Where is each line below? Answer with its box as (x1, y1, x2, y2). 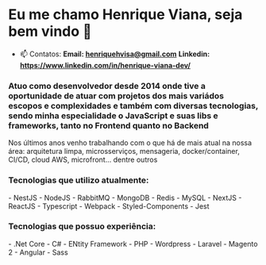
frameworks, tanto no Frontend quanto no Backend (8, 120, 209, 131)
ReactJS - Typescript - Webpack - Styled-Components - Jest (8, 201, 210, 211)
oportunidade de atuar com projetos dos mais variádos (8, 90, 225, 101)
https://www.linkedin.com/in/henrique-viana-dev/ (19, 60, 191, 70)
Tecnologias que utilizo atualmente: (8, 175, 149, 186)
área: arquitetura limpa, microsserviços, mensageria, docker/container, (8, 147, 240, 156)
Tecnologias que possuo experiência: (8, 221, 156, 232)
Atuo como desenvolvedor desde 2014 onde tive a (8, 80, 206, 91)
